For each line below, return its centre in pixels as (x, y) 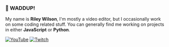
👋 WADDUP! (20, 8)
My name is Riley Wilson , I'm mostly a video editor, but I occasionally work (83, 19)
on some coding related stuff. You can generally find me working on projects (85, 24)
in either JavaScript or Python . (38, 30)
